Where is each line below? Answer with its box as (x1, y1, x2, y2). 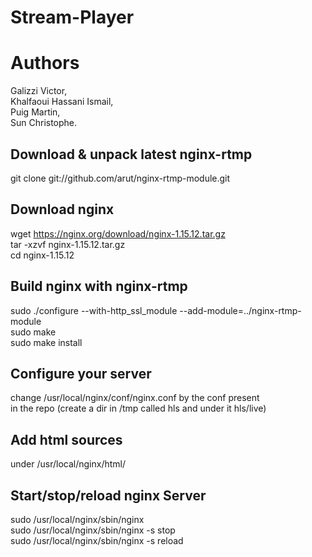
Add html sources (10, 431, 123, 448)
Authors (10, 52, 80, 75)
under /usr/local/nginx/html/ (10, 458, 127, 470)
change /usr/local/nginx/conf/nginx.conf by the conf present (10, 392, 260, 404)
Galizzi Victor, (10, 85, 68, 97)
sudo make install (10, 336, 83, 348)
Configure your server (10, 365, 152, 382)
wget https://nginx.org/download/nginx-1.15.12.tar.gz (10, 227, 226, 240)
